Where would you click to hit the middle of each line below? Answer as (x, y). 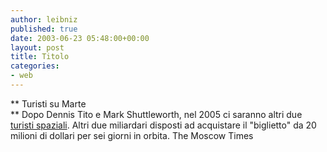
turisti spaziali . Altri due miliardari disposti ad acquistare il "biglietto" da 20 (163, 125)
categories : (35, 66)
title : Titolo (40, 57)
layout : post (37, 47)
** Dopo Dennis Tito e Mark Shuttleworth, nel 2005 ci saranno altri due (156, 114)
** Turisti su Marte (48, 103)
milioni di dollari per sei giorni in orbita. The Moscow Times (132, 135)
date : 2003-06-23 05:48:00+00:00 (80, 38)
